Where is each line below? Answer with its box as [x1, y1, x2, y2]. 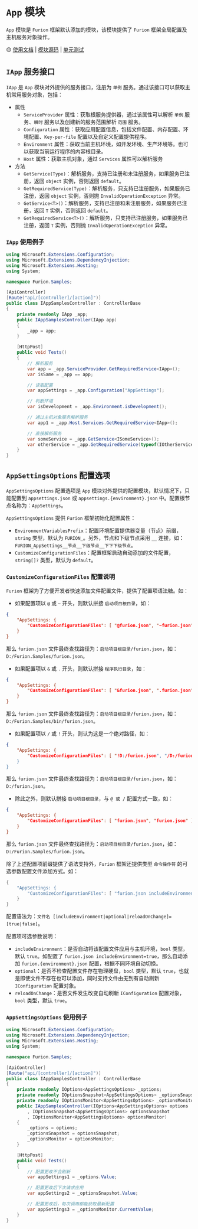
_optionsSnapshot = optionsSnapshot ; [27, 1130, 120, 1137]
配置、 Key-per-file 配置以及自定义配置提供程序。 [28, 133, 150, 140]
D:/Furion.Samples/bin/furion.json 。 [6, 718, 99, 725]
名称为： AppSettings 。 [11, 501, 67, 508]
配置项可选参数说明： [6, 933, 58, 940]
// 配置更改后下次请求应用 [27, 1185, 84, 1191]
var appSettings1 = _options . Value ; [27, 1174, 117, 1180]
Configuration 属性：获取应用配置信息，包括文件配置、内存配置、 [23, 125, 184, 133]
